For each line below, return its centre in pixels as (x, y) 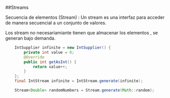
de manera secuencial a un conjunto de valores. (56, 23)
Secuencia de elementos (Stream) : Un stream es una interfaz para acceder (85, 17)
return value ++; (50, 67)
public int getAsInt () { (50, 62)
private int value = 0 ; (49, 52)
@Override (34, 57)
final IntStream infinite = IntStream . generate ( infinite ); (79, 81)
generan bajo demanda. (30, 38)
